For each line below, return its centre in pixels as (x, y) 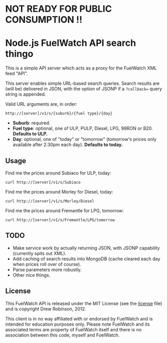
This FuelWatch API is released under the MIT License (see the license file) (84, 303)
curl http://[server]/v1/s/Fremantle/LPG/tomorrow (60, 220)
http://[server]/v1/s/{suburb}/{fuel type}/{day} (59, 114)
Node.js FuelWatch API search (71, 43)
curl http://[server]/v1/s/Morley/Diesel (50, 201)
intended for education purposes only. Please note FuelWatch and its (78, 324)
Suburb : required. (32, 123)
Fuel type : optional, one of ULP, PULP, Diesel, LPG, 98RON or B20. (83, 129)
